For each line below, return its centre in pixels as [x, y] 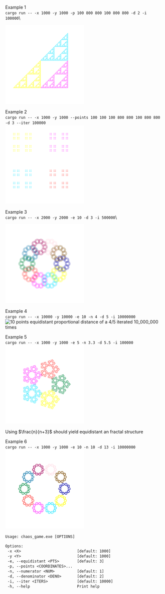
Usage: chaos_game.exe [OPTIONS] [40, 537]
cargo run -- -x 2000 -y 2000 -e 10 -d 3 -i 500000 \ [61, 217]
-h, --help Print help [53, 586]
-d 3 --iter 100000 [26, 123]
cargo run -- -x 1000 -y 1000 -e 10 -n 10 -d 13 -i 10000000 [70, 447]
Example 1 [16, 7]
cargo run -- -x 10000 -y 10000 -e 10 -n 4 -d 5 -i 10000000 [70, 317]
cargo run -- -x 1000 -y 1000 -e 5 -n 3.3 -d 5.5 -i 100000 [69, 343]
